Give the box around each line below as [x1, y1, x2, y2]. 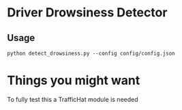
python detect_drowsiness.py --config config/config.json [7, 50, 175, 57]
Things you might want [7, 73, 140, 88]
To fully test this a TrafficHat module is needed [7, 95, 138, 103]
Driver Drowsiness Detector [7, 5, 168, 20]
